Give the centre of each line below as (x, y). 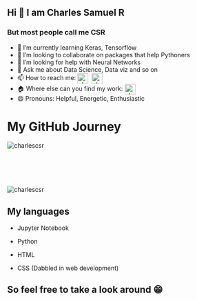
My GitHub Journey (64, 127)
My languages (39, 211)
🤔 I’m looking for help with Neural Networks (79, 62)
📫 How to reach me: (46, 78)
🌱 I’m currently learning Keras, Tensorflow (77, 47)
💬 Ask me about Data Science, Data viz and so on (87, 69)
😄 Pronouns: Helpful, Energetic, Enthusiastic (81, 99)
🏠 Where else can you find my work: (70, 89)
